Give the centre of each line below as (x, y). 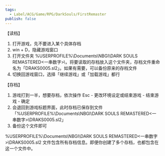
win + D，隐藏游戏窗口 (35, 50)
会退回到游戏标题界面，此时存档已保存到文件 (57, 107)
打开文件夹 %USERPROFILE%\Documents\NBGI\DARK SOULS (75, 56)
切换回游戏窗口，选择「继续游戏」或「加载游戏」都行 (66, 75)
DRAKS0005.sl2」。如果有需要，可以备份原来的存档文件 (81, 68)
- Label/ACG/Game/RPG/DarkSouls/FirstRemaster (58, 14)
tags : (11, 10)
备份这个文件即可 (29, 126)
